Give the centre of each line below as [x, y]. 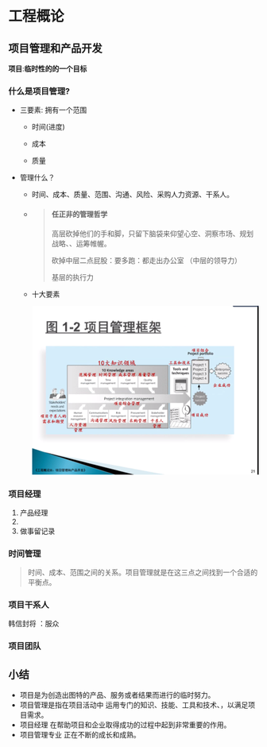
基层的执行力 [72, 277]
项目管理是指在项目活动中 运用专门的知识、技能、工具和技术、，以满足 [134, 705]
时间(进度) [48, 127]
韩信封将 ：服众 [34, 624]
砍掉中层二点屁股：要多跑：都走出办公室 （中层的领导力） [147, 260]
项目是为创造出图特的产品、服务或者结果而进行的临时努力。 [117, 695]
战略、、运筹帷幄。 [81, 243]
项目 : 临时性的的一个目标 [48, 69]
